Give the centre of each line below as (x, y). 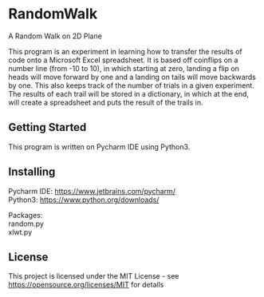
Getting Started (47, 127)
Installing (32, 172)
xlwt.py (20, 232)
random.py (26, 224)
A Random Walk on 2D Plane (55, 36)
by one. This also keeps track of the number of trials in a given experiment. (132, 85)
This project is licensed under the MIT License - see (94, 276)
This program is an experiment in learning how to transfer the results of (125, 51)
